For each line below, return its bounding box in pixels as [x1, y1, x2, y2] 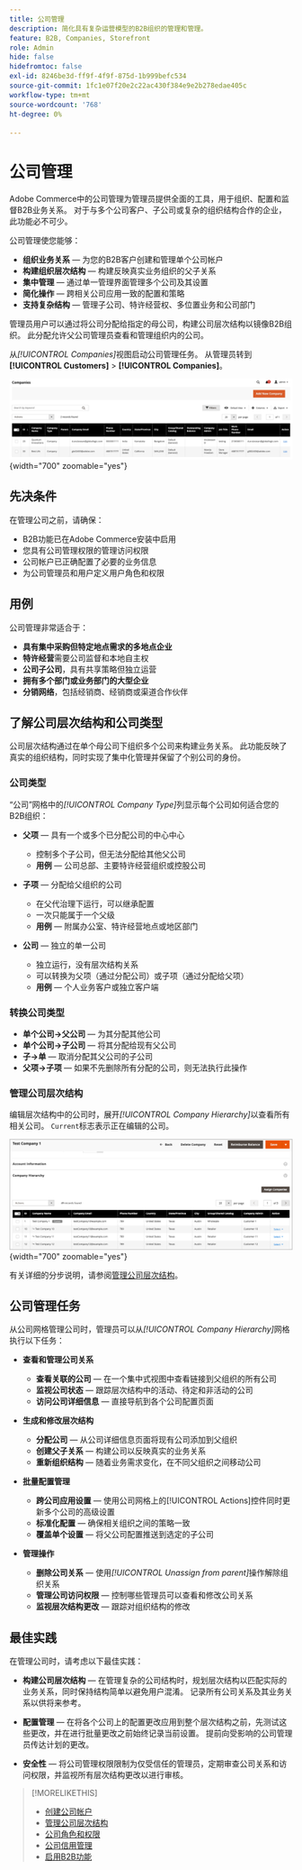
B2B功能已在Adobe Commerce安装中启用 [22, 533, 177, 545]
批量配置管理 [22, 1476, 70, 1487]
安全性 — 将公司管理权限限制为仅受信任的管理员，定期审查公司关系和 [22, 1758, 280, 1769]
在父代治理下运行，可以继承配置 [35, 898, 155, 909]
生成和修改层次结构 [22, 1416, 94, 1426]
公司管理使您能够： [9, 235, 81, 246]
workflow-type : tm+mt [9, 90, 91, 99]
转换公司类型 [9, 1006, 66, 1019]
